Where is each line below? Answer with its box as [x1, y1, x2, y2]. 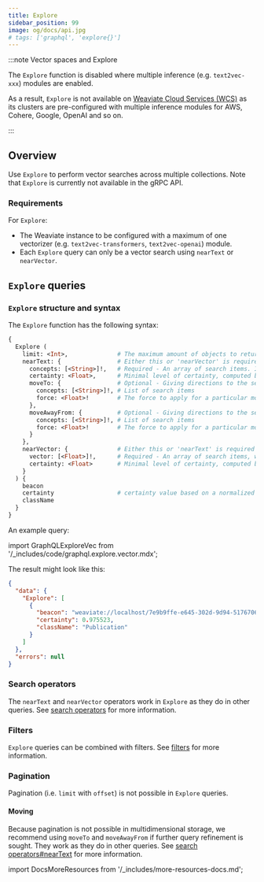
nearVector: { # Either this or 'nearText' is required [22, 446, 255, 454]
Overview [8, 149, 57, 162]
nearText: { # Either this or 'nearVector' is [22, 358, 230, 365]
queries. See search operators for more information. [8, 705, 177, 714]
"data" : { [15, 587, 47, 595]
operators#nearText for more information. [8, 849, 143, 858]
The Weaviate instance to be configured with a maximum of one [19, 231, 227, 240]
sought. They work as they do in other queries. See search [8, 840, 198, 850]
